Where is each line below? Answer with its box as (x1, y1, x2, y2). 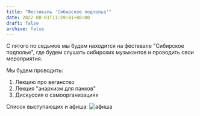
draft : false (6, 20, 39, 26)
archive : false (6, 25, 45, 32)
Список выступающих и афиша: (6, 103, 89, 111)
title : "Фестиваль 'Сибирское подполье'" (6, 8, 112, 15)
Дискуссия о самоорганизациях (14, 91, 99, 98)
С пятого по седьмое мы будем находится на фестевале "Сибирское (6, 42, 185, 50)
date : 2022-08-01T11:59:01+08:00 (6, 14, 90, 21)
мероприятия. (6, 55, 43, 62)
